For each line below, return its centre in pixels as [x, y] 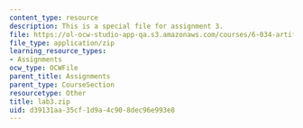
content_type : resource [54, 18]
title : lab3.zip [40, 101]
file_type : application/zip [62, 43]
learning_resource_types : [58, 51]
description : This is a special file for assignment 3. [116, 26]
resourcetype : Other [48, 93]
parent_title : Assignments [60, 77]
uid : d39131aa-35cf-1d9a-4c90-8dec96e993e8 [92, 110]
